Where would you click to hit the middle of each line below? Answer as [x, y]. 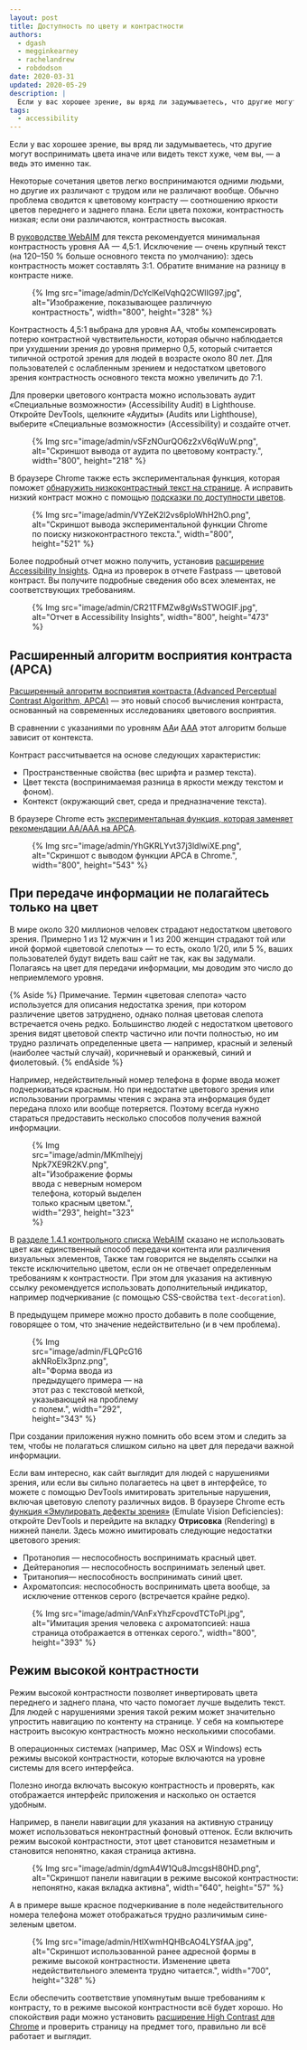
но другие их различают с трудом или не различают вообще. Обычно [144, 191]
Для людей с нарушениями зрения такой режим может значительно [142, 1711]
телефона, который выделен [87, 1193]
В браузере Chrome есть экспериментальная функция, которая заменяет [151, 818]
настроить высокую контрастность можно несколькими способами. [143, 1731]
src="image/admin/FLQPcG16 [87, 1351]
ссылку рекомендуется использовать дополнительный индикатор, [139, 1287]
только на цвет [54, 908]
